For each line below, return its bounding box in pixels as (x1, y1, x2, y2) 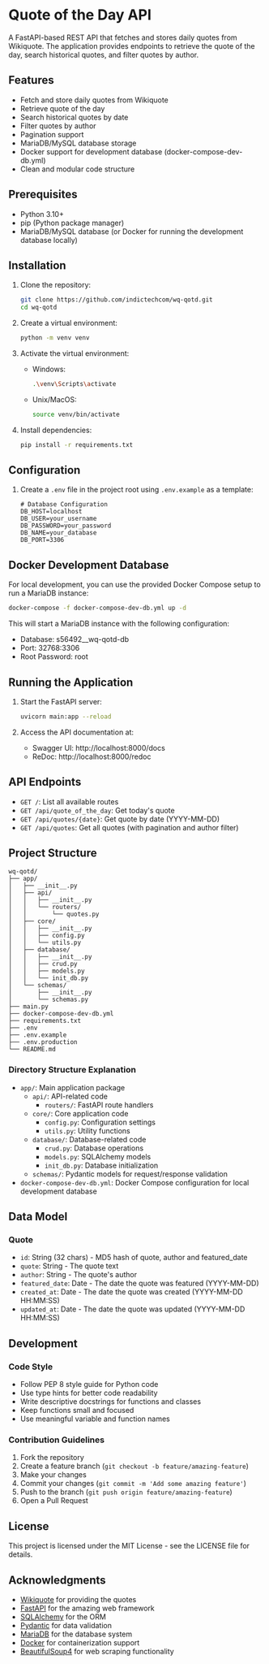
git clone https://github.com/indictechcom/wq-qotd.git (19, 296, 213, 304)
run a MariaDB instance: (8, 588, 89, 598)
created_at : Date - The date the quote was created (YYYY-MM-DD (19, 1287, 243, 1297)
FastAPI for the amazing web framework (19, 1603, 156, 1614)
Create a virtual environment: (19, 318, 117, 328)
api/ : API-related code (32, 1091, 108, 1101)
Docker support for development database (19, 146, 163, 156)
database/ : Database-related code (32, 1134, 147, 1144)
